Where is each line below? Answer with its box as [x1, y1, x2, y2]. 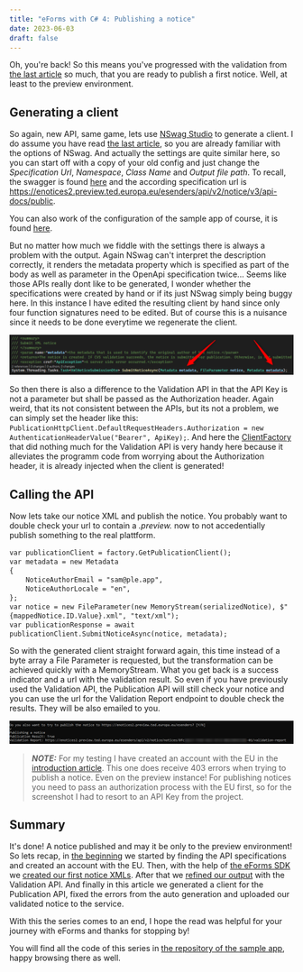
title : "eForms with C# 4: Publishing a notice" [9, 14, 196, 23]
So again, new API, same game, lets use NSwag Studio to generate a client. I [9, 129, 294, 140]
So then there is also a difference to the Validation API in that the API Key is [9, 384, 289, 395]
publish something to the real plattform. [9, 530, 156, 541]
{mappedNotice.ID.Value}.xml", [9, 611, 127, 621]
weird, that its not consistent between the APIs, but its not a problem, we [9, 403, 280, 414]
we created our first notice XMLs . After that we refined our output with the [9, 870, 286, 881]
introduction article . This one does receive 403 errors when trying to [31, 762, 287, 773]
